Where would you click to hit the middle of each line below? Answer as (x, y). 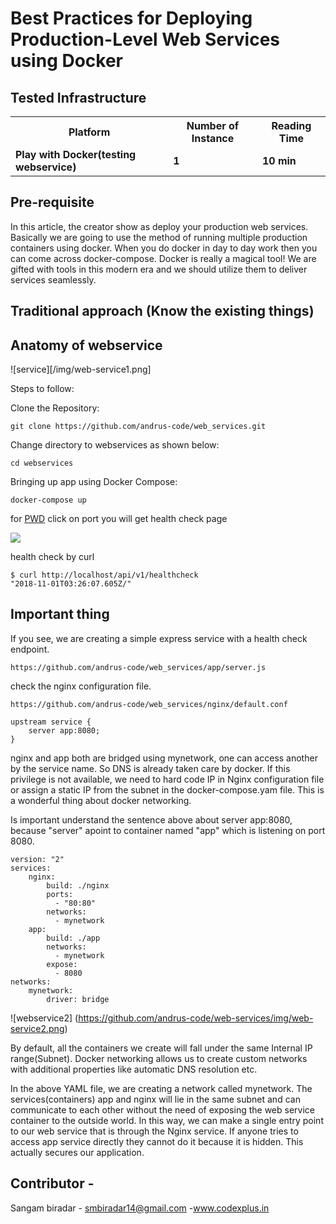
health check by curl (52, 557)
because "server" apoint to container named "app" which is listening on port (168, 830)
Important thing (60, 614)
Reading (291, 125)
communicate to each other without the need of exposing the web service (162, 1109)
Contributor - (52, 1183)
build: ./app (73, 938)
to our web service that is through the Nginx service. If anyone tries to (154, 1131)
